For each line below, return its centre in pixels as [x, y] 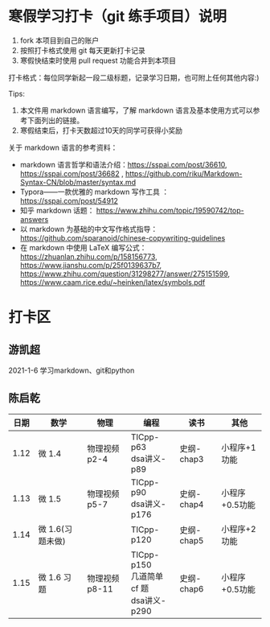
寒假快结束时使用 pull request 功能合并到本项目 [98, 60]
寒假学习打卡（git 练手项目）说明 [118, 16]
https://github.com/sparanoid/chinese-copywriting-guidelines [123, 237]
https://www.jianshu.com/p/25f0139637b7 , [91, 265]
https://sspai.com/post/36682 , [72, 173]
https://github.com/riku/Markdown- [184, 173]
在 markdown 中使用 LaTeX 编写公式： [83, 247]
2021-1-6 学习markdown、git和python [72, 370]
